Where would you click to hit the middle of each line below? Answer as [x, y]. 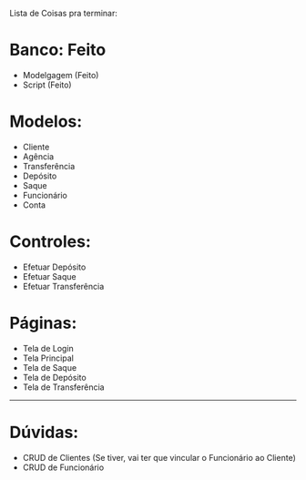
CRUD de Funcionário [63, 467]
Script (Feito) [47, 85]
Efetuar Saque [49, 276]
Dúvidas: [44, 432]
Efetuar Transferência [63, 286]
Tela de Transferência [63, 387]
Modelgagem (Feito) [61, 75]
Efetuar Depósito [54, 267]
